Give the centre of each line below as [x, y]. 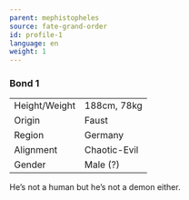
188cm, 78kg [114, 105]
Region [29, 135]
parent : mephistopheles [55, 18]
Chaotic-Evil [112, 150]
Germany [104, 135]
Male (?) [102, 165]
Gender [30, 165]
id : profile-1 [36, 35]
